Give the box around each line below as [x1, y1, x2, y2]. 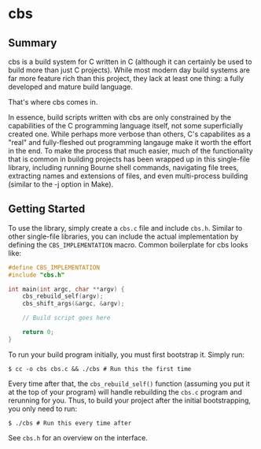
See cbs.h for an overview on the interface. [8, 432, 148, 442]
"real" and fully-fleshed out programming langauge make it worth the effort [8, 138, 252, 147]
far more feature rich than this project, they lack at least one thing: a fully [8, 74, 244, 83]
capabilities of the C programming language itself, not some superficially [8, 121, 244, 130]
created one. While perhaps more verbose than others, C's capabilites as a [8, 129, 251, 139]
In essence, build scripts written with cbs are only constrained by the [8, 113, 232, 122]
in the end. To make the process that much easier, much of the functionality [8, 147, 253, 155]
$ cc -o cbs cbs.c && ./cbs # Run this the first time [8, 365, 192, 373]
